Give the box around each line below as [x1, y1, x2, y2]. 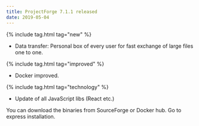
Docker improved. [14, 72, 59, 79]
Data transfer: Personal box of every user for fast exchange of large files [14, 42, 194, 50]
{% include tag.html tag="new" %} [6, 30, 91, 38]
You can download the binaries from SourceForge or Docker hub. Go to [6, 106, 182, 113]
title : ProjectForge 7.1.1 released [6, 8, 97, 15]
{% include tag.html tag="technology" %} [6, 83, 109, 90]
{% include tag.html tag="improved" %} [6, 60, 105, 67]
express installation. [6, 113, 56, 120]
